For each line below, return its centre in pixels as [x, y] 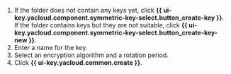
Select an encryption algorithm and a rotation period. [91, 55]
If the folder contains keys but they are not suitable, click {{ [101, 25]
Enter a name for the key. [51, 48]
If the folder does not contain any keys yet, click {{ [88, 10]
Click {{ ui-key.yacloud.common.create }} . [78, 62]
